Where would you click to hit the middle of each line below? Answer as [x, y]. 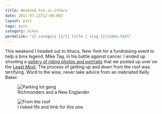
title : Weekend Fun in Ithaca [36, 10]
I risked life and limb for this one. [51, 107]
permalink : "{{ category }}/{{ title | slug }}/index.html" [69, 37]
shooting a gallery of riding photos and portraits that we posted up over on [81, 61]
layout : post [19, 21]
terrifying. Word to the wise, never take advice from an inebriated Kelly [77, 72]
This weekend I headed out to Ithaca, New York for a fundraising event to [80, 51]
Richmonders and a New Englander [54, 92]
